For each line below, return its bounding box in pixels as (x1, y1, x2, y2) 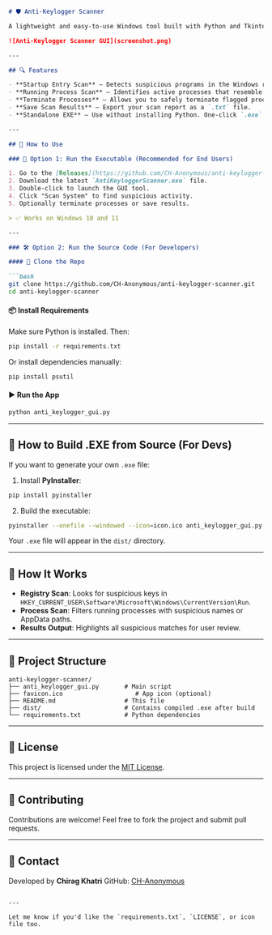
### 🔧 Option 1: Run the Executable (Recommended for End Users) (8, 155, 233, 163)
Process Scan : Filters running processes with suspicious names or (19, 606, 244, 616)
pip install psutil (8, 373, 74, 381)
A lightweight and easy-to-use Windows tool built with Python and (8, 22, 241, 30)
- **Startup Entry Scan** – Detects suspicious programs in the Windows (8, 81, 259, 89)
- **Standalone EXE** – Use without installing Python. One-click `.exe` (8, 110, 263, 119)
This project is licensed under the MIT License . (8, 762, 165, 771)
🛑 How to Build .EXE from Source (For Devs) (8, 438, 232, 452)
